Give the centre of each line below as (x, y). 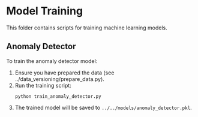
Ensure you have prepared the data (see (64, 73)
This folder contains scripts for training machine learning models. (87, 28)
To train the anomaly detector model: (52, 61)
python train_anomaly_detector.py (58, 96)
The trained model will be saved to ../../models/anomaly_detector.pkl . (103, 107)
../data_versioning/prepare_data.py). (60, 79)
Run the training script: (43, 85)
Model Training (44, 11)
